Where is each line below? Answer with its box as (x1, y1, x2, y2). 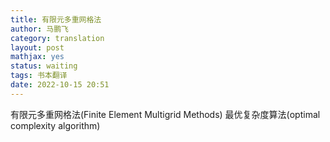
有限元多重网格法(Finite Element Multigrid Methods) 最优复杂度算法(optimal (10, 108, 321, 120)
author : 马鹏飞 (10, 24, 69, 34)
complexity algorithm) (10, 119, 101, 131)
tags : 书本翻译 (10, 71, 68, 81)
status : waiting (10, 61, 78, 71)
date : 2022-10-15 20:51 (10, 80, 110, 90)
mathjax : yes (10, 52, 65, 62)
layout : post (10, 42, 65, 53)
